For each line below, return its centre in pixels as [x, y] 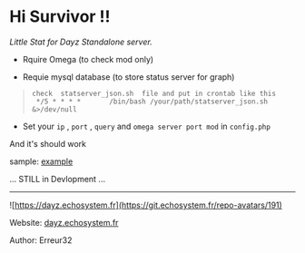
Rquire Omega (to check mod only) [88, 59]
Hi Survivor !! [60, 17]
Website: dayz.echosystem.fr [64, 222]
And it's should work [48, 143]
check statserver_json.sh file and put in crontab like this [154, 93]
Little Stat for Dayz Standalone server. [81, 42]
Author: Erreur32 [41, 240]
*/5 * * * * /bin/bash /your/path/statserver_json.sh [152, 102]
